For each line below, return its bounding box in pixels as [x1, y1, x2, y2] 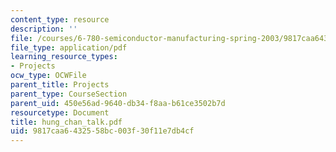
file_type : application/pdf [10, 42, 128, 53]
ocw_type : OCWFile [10, 71, 87, 81]
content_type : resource [10, 14, 110, 25]
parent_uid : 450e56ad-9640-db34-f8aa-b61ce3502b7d [10, 98, 226, 108]
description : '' [10, 24, 78, 34]
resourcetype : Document [10, 107, 110, 118]
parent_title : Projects [10, 80, 110, 90]
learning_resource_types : [10, 52, 118, 62]
